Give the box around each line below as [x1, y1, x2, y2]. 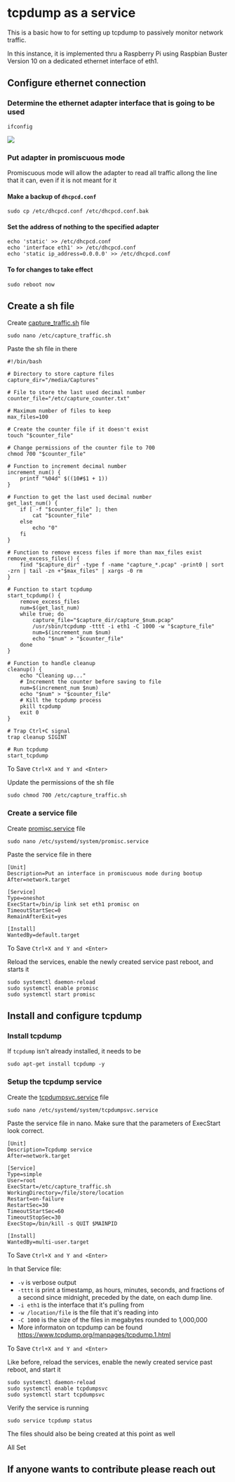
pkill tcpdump [20, 703, 61, 710]
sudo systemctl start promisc [7, 991, 96, 998]
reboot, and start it [7, 1365, 61, 1374]
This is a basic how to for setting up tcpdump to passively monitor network [7, 28, 224, 37]
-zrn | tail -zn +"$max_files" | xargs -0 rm [7, 568, 142, 575]
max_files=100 [7, 414, 49, 421]
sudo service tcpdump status [7, 1417, 93, 1424]
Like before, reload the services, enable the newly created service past [7, 1357, 213, 1366]
